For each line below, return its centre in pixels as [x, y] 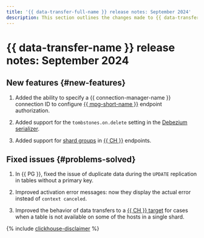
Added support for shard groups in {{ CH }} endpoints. [83, 140]
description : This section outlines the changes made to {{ [84, 18]
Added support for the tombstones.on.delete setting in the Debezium [101, 122]
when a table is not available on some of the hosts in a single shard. [100, 217]
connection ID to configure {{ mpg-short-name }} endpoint [88, 104]
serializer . [27, 129]
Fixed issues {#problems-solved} [71, 159]
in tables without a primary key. [54, 180]
